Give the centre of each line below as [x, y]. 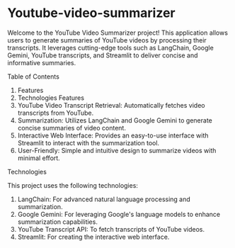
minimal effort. [39, 158]
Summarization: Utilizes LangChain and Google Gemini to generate [115, 120]
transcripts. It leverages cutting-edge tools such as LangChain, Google [110, 47]
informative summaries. [42, 62]
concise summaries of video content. [71, 128]
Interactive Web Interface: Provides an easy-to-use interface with [113, 135]
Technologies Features [51, 98]
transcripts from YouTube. [56, 113]
